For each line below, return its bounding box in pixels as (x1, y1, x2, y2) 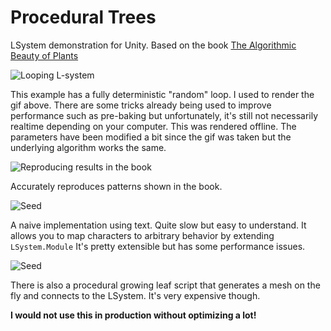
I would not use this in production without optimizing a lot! (10, 309, 257, 321)
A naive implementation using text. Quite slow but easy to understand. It (10, 219, 307, 231)
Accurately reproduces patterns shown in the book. (10, 180, 223, 192)
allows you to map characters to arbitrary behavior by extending (10, 229, 275, 241)
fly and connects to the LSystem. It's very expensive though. (10, 289, 261, 301)
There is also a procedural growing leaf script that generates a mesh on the (10, 279, 321, 291)
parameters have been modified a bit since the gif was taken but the (10, 131, 292, 143)
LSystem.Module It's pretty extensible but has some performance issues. (10, 240, 306, 252)
